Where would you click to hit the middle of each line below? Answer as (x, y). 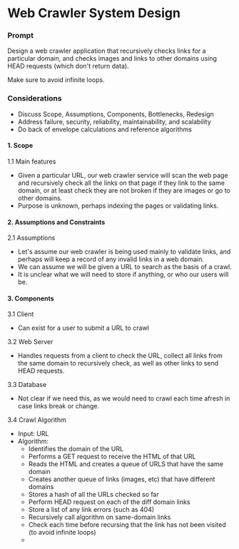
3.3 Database (27, 385)
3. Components (31, 298)
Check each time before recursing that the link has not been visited (127, 525)
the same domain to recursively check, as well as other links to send (118, 363)
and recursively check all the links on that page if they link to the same (121, 183)
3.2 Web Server (30, 342)
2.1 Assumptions (31, 238)
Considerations (35, 99)
